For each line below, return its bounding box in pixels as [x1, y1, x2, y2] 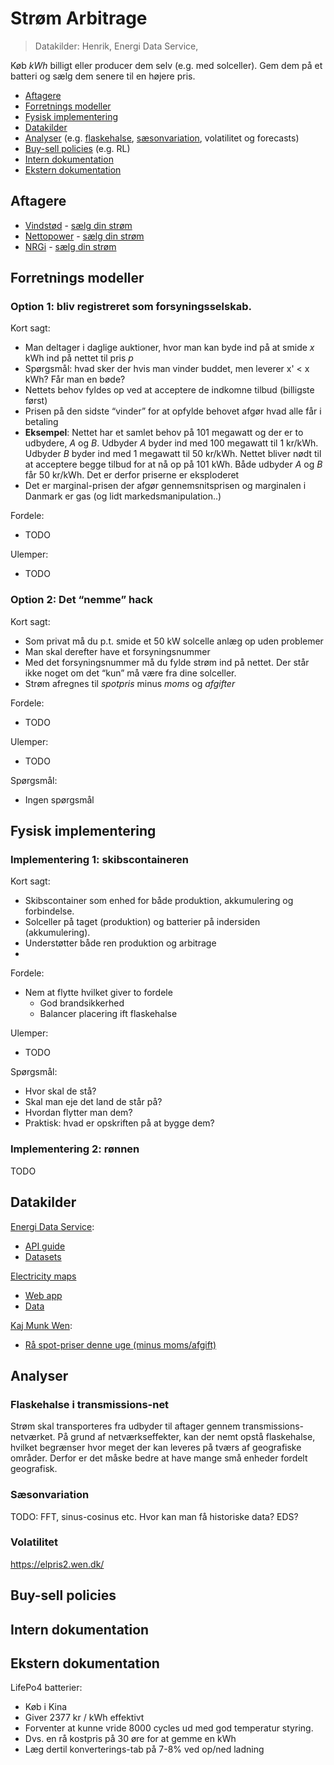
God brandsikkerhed [39, 997, 125, 1009]
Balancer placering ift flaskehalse [39, 1008, 178, 1020]
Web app [24, 1289, 63, 1301]
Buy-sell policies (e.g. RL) [24, 142, 131, 154]
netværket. [10, 1431, 56, 1443]
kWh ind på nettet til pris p [24, 352, 134, 364]
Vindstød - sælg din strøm [24, 219, 133, 231]
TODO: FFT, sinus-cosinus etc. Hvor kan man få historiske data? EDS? [10, 1510, 299, 1522]
